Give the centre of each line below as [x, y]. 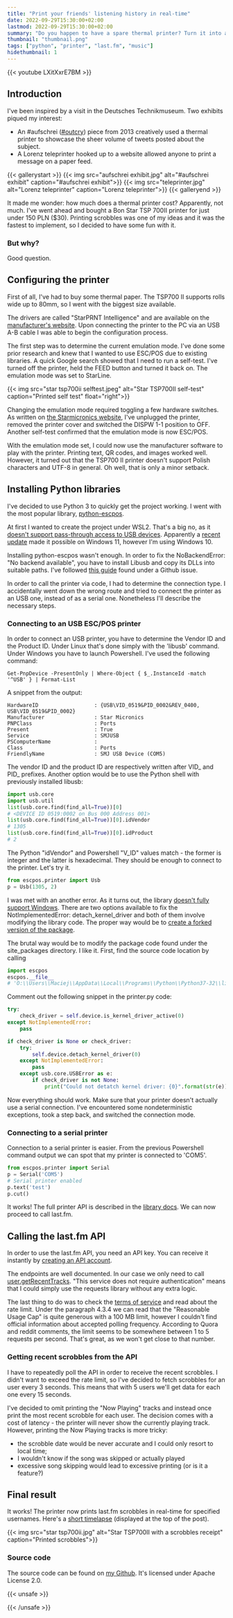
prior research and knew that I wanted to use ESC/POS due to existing [107, 353]
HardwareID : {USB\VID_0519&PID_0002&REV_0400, [103, 705]
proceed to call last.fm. [40, 1214]
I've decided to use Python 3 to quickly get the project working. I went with [114, 506]
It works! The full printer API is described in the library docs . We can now [112, 1207]
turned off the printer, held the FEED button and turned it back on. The [107, 368]
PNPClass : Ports [62, 724]
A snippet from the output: [45, 692]
